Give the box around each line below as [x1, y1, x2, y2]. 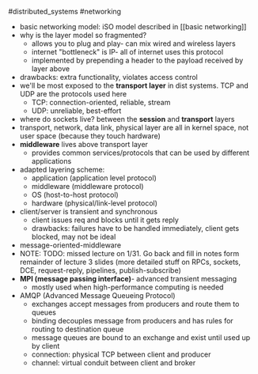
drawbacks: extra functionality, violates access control [19, 73, 198, 81]
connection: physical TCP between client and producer [31, 349, 211, 359]
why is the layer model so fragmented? [19, 31, 147, 40]
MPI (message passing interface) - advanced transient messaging [19, 274, 237, 283]
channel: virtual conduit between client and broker [31, 358, 196, 367]
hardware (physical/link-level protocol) [31, 198, 158, 208]
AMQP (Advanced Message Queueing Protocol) [19, 291, 176, 300]
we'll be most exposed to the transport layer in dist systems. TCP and [19, 81, 249, 90]
